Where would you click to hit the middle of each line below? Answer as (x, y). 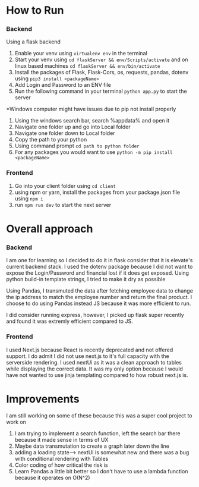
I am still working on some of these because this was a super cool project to (99, 415)
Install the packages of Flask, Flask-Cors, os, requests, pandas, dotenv (102, 73)
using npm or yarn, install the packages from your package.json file (97, 192)
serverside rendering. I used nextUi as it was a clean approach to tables (94, 362)
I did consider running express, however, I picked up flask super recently (95, 315)
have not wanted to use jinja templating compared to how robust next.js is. (97, 375)
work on (16, 422)
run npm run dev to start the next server (63, 205)
